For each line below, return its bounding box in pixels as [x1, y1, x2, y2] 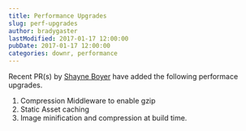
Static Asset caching [19, 104, 89, 114]
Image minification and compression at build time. [19, 113, 188, 122]
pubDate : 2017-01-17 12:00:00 [8, 42, 111, 50]
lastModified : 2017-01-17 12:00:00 [8, 34, 129, 43]
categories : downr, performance [8, 49, 118, 57]
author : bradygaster [8, 27, 79, 35]
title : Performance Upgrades [8, 11, 107, 20]
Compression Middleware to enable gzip [19, 96, 156, 105]
